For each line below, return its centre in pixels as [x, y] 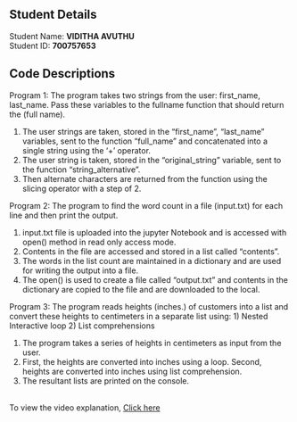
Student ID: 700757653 [53, 46]
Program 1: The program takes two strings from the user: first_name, [135, 95]
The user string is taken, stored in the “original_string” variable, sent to [152, 160]
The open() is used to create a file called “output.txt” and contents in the [155, 279]
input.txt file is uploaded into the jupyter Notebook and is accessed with [154, 232]
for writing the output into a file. [80, 270]
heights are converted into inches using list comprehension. [132, 371]
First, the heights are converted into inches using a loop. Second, [142, 361]
